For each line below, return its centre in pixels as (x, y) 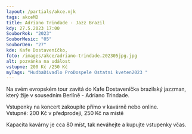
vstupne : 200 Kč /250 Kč (37, 67)
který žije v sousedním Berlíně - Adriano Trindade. (68, 95)
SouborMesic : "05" (29, 39)
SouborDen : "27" (26, 45)
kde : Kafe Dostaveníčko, (37, 50)
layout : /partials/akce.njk (41, 12)
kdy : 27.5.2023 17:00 (33, 28)
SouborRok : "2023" (29, 34)
